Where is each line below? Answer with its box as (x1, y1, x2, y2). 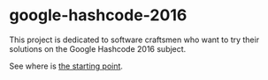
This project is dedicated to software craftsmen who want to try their (9, 34, 259, 45)
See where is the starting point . (9, 61, 124, 71)
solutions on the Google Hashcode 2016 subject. (9, 43, 187, 54)
